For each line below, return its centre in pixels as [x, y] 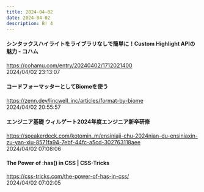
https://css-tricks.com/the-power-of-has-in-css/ [68, 176]
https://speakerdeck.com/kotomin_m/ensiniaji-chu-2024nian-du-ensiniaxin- [102, 136]
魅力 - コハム [22, 51]
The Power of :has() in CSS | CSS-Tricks [58, 163]
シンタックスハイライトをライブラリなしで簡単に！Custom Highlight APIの [101, 43]
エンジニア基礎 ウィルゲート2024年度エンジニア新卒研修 [78, 122]
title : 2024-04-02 [30, 12]
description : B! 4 [30, 23]
